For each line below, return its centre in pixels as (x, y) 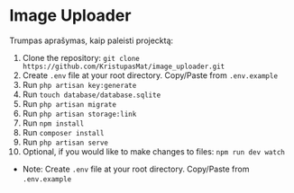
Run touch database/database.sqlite (92, 94)
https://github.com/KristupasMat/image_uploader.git (124, 66)
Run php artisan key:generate (79, 84)
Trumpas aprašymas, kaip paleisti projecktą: (92, 40)
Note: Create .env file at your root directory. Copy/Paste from (136, 169)
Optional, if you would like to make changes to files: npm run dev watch (154, 151)
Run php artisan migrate (69, 103)
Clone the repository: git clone (81, 57)
